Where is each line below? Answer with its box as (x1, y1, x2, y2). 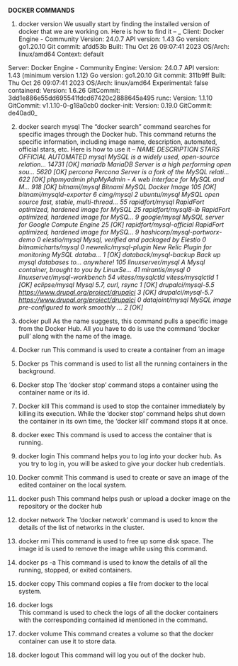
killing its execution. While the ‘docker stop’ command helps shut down (18, 410, 226, 417)
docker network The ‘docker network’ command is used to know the (18, 516, 218, 524)
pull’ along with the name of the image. (18, 332, 132, 340)
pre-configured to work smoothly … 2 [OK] (18, 303, 144, 311)
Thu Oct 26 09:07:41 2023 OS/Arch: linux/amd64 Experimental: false (8, 79, 209, 87)
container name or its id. (18, 388, 90, 396)
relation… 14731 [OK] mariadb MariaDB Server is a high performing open (18, 160, 232, 169)
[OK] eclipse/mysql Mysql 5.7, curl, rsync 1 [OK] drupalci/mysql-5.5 (18, 281, 215, 289)
